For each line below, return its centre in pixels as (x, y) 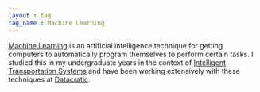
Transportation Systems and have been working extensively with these (124, 71)
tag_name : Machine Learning (56, 23)
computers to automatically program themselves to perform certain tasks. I (131, 54)
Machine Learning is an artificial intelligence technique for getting (116, 45)
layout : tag (30, 15)
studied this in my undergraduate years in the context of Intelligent (117, 62)
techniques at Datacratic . (49, 79)
